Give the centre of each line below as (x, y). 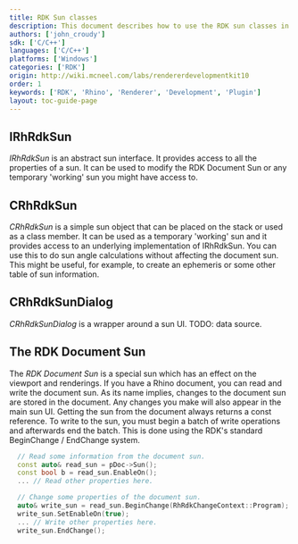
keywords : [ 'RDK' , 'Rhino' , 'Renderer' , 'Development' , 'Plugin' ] (135, 92)
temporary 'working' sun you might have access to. (103, 177)
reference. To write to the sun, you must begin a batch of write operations (145, 421)
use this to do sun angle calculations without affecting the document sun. (144, 255)
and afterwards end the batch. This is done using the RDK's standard (136, 431)
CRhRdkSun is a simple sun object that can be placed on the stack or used (146, 227)
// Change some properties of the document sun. (109, 498)
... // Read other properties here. (85, 481)
